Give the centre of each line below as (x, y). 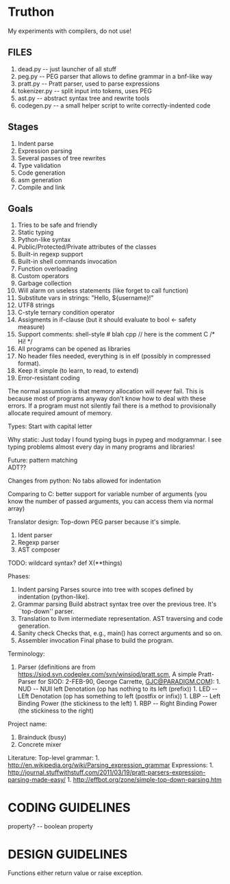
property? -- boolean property (50, 826)
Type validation (39, 165)
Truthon (31, 12)
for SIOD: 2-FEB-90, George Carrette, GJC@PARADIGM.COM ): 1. (129, 682)
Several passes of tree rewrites (62, 158)
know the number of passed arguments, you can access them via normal (111, 502)
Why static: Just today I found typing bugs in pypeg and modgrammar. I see (115, 440)
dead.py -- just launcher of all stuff (67, 69)
